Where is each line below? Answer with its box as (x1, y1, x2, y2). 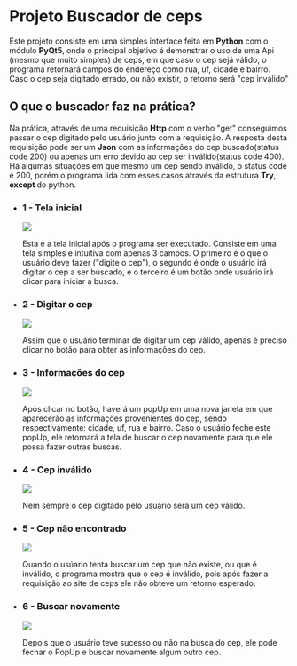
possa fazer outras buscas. (21, 441, 122, 452)
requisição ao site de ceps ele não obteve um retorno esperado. (21, 578, 256, 589)
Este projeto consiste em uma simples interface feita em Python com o (9, 36, 269, 46)
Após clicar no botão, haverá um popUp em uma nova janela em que (21, 403, 273, 414)
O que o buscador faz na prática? (9, 99, 197, 115)
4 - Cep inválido (21, 464, 92, 476)
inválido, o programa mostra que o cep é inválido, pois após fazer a (21, 568, 269, 579)
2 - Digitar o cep (21, 297, 93, 310)
